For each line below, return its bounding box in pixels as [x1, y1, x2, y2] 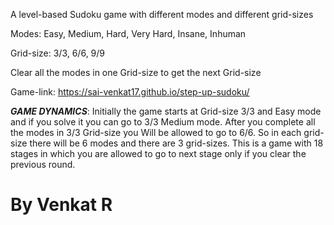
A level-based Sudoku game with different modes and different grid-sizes [10, 9, 314, 20]
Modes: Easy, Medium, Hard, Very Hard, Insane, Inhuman [10, 28, 247, 39]
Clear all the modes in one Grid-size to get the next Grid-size [10, 67, 262, 78]
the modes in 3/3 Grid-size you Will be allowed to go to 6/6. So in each [10, 127, 302, 138]
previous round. [10, 159, 76, 170]
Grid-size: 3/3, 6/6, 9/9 [10, 47, 106, 59]
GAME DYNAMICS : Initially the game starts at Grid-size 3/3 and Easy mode [10, 105, 322, 117]
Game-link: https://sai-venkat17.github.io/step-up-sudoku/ [10, 86, 250, 98]
